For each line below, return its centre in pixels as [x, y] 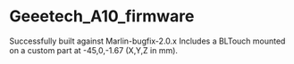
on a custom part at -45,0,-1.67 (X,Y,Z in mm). [94, 50]
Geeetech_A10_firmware [102, 16]
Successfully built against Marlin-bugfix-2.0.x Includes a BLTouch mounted [147, 41]
